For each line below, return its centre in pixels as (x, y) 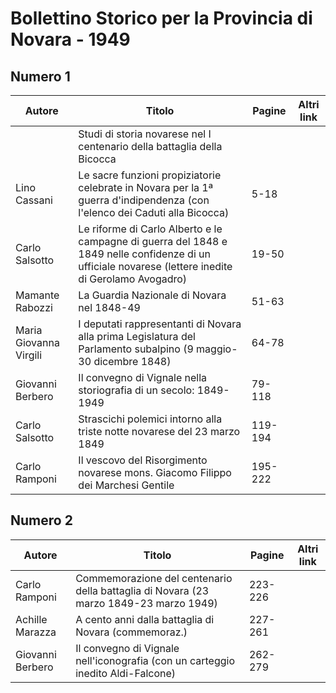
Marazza (36, 632)
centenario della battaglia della (150, 146)
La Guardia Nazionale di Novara (152, 295)
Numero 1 (40, 76)
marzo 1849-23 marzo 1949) (146, 603)
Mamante (37, 295)
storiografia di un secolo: (136, 390)
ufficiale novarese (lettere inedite (155, 266)
